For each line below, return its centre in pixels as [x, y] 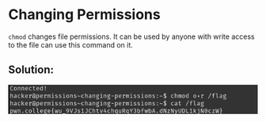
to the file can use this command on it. [70, 44]
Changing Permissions [84, 15]
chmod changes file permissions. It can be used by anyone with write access [131, 36]
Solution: [31, 70]
